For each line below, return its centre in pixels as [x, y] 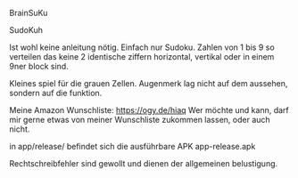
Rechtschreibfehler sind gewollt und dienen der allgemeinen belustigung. [144, 163]
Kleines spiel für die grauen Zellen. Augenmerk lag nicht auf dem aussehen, [149, 83]
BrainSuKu [29, 13]
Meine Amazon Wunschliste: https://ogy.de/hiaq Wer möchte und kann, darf [149, 110]
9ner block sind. [39, 66]
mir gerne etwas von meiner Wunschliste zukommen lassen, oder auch [140, 120]
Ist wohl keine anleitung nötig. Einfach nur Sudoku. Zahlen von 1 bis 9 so [142, 47]
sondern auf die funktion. [56, 93]
